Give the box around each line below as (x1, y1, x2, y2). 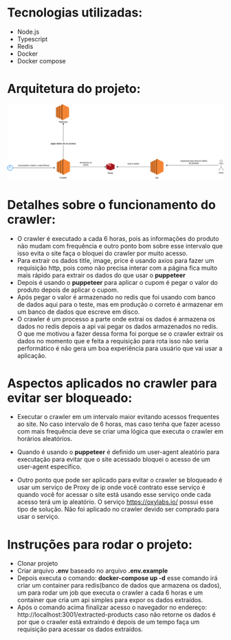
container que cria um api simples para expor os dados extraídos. (16, 596, 203, 604)
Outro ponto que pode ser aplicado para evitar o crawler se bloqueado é (16, 476, 223, 484)
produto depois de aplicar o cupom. (16, 286, 119, 294)
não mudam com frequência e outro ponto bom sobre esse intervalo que (16, 242, 223, 250)
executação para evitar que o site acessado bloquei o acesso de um (16, 456, 211, 464)
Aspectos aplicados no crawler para (7, 375, 218, 391)
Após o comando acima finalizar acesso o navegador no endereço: (16, 604, 208, 612)
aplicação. (16, 351, 47, 359)
